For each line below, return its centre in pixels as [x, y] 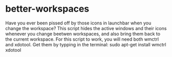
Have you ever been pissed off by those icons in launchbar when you [78, 23]
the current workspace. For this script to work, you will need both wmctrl [82, 39]
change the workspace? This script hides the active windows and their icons [86, 28]
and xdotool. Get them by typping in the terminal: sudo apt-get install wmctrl [86, 44]
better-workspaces [47, 9]
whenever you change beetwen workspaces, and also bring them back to [83, 34]
